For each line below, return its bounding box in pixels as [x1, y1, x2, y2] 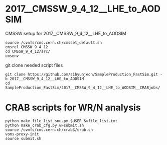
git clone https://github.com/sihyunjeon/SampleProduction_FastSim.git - [5, 71, 163, 77]
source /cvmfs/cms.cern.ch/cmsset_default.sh [5, 40, 102, 45]
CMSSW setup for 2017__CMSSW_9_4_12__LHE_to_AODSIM [5, 30, 126, 36]
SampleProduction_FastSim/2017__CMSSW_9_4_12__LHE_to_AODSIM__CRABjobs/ [5, 85, 160, 90]
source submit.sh [5, 136, 42, 141]
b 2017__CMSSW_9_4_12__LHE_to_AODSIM [5, 76, 84, 81]
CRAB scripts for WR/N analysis [5, 102, 141, 113]
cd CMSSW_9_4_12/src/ [5, 49, 51, 54]
